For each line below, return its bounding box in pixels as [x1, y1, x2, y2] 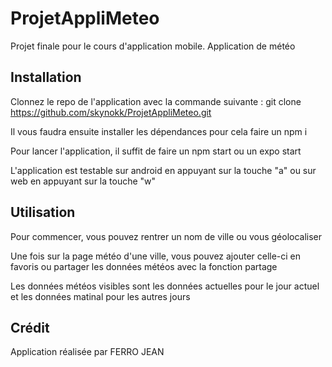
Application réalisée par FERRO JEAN [10, 346, 165, 358]
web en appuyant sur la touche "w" [10, 175, 157, 187]
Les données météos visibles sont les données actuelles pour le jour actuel [10, 280, 320, 292]
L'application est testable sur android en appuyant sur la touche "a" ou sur [10, 164, 317, 176]
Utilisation [10, 204, 76, 221]
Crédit [10, 319, 50, 336]
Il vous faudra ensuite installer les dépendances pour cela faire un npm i [10, 125, 308, 137]
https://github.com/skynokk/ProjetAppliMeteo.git [10, 106, 212, 118]
